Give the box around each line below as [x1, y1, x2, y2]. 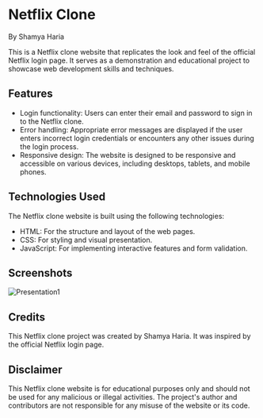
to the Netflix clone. [19, 117, 85, 126]
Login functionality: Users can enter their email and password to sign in [19, 108, 253, 117]
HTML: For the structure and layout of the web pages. [19, 226, 196, 236]
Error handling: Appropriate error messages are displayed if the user [19, 125, 243, 134]
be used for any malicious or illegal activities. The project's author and [8, 393, 238, 401]
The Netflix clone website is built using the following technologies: [8, 211, 224, 221]
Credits [8, 310, 46, 324]
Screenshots [8, 266, 73, 279]
